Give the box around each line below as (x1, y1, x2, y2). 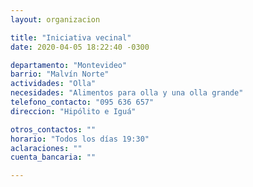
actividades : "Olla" (10, 79, 97, 89)
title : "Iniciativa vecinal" (10, 32, 132, 43)
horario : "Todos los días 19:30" (10, 134, 150, 144)
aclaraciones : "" (10, 143, 83, 153)
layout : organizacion (10, 14, 101, 25)
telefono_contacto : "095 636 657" (10, 97, 155, 107)
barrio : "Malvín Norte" (10, 69, 110, 80)
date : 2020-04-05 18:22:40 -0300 (10, 42, 150, 52)
